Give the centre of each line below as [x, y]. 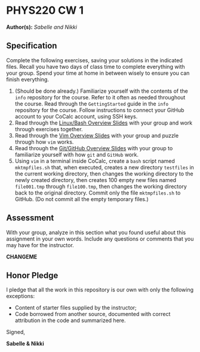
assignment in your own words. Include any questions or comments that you [100, 239]
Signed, [16, 332]
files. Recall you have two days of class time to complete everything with [96, 66]
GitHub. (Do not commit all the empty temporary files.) [82, 199]
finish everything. [28, 79]
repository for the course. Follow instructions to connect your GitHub [99, 110]
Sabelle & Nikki [25, 344]
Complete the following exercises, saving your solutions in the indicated [95, 60]
